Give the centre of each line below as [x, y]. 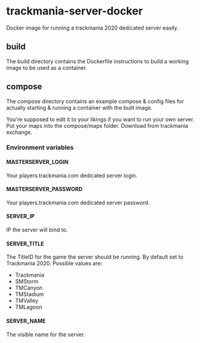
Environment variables [40, 148]
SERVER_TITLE [25, 244]
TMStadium [29, 294]
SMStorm [27, 282]
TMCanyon [29, 288]
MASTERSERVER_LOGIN [37, 162]
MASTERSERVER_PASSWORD [45, 189]
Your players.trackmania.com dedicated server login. [72, 175]
